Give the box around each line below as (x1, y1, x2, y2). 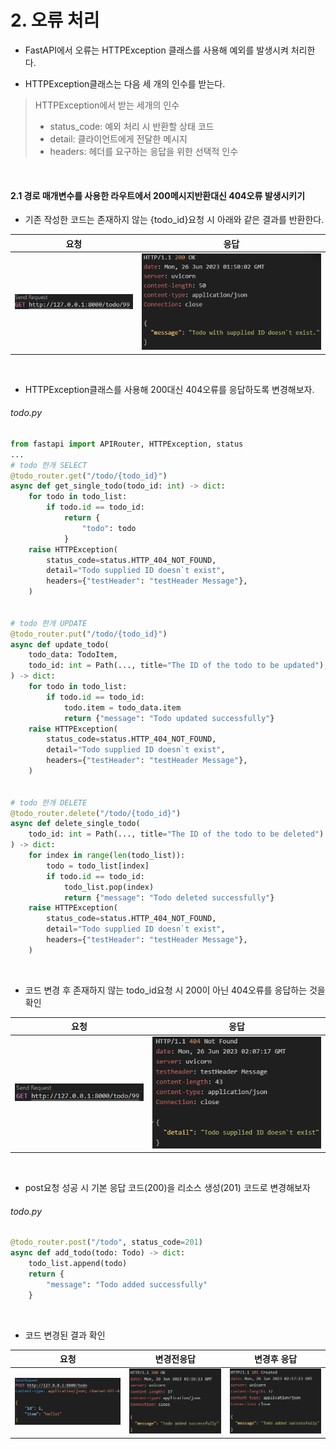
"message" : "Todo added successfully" (46, 1279, 208, 1290)
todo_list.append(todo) (28, 1259, 128, 1269)
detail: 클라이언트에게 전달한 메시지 (49, 132, 188, 145)
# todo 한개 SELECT (10, 460, 88, 470)
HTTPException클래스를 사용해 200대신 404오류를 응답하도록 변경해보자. (24, 383, 315, 395)
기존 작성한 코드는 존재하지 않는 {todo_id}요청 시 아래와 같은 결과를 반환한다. (24, 214, 325, 226)
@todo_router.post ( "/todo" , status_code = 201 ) (10, 1237, 203, 1248)
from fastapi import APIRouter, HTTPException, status (10, 439, 244, 449)
